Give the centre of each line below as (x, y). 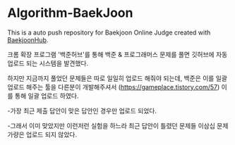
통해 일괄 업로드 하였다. (47, 96)
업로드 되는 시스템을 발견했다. (48, 63)
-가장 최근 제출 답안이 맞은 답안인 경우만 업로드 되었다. (82, 111)
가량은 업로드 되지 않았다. (42, 134)
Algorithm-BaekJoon (70, 13)
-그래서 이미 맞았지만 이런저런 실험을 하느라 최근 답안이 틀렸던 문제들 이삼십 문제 (118, 125)
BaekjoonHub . (28, 39)
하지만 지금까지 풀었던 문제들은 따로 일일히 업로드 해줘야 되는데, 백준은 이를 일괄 (117, 78)
